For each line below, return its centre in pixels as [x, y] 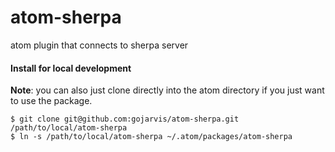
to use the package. [51, 101]
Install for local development [71, 68]
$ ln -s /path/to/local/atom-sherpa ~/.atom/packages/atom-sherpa [151, 137]
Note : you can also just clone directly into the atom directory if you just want [167, 90]
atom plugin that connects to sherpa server [99, 45]
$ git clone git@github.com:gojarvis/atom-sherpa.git [125, 119]
